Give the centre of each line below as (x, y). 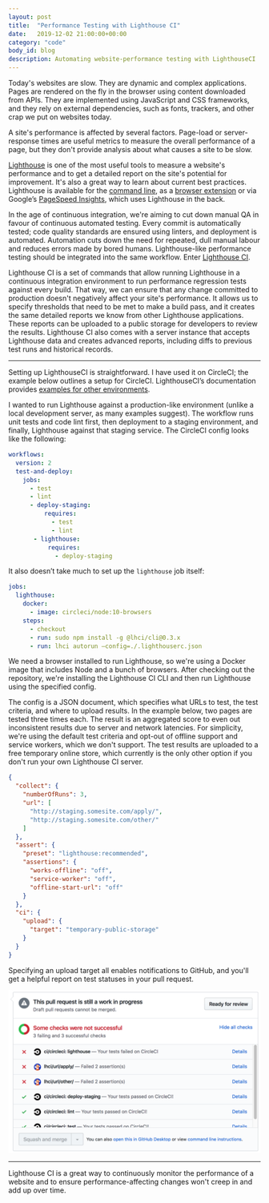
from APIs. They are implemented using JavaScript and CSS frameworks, (129, 100)
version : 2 (34, 463)
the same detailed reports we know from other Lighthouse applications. (126, 315)
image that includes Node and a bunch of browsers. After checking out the (131, 670)
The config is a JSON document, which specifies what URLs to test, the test (133, 702)
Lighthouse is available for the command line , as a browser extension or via (132, 191)
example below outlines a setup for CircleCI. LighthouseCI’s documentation (132, 381)
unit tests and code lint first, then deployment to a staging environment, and (133, 422)
